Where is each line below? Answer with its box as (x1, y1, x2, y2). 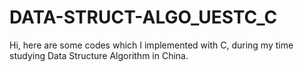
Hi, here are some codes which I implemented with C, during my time (9, 39, 294, 51)
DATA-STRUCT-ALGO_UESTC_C (9, 6, 278, 29)
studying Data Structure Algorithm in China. (9, 49, 189, 61)
